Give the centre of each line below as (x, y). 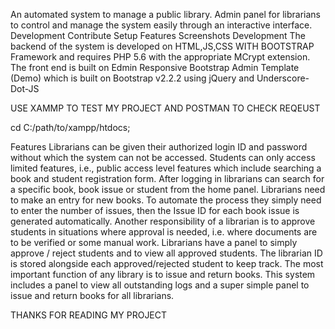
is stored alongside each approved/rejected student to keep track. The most (167, 263)
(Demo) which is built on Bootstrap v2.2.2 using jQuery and (132, 78)
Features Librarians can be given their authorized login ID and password (159, 147)
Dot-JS (25, 88)
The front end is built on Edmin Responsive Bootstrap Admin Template (155, 67)
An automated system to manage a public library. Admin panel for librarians (166, 14)
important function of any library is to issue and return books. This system (163, 274)
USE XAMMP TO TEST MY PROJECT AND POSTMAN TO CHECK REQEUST (165, 108)
